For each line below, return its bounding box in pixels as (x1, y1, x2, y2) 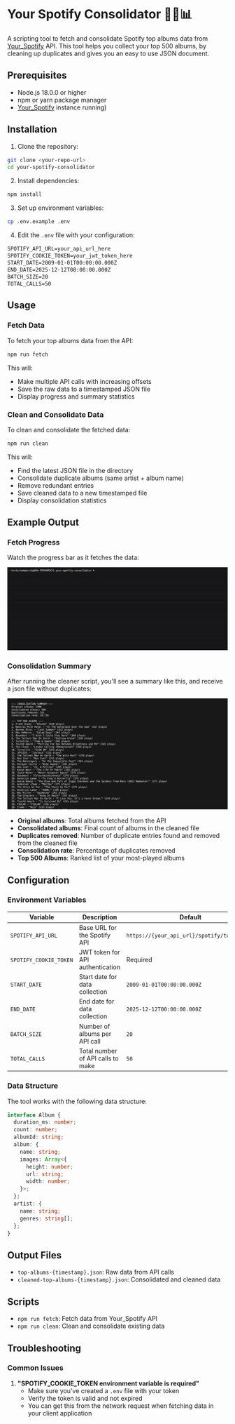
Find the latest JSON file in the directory (17, 466, 134, 474)
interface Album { (7, 1111, 61, 1119)
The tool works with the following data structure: (7, 1097, 147, 1105)
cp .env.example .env (7, 218, 71, 225)
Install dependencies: (17, 177, 80, 185)
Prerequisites (7, 69, 67, 81)
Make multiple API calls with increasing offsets (17, 377, 152, 385)
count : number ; (13, 1126, 58, 1133)
